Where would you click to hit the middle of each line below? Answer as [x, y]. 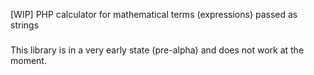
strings [25, 25]
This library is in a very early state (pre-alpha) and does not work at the [157, 50]
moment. [28, 61]
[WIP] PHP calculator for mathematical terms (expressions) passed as [154, 14]
